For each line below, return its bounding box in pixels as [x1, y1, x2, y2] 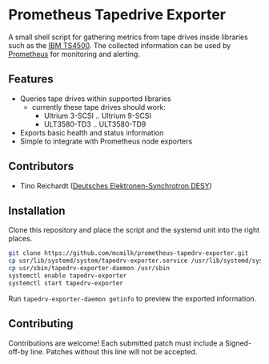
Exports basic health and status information [19, 127, 164, 137]
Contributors [8, 160, 74, 173]
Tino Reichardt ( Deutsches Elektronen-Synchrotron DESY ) [19, 180, 212, 190]
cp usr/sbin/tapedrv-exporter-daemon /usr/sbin [8, 265, 171, 273]
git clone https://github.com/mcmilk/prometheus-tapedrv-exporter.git [8, 249, 249, 257]
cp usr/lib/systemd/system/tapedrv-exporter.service [8, 257, 188, 265]
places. [8, 234, 33, 244]
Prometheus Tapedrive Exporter [8, 6, 227, 24]
